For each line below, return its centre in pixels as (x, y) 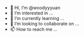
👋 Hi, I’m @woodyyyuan (35, 8)
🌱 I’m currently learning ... (37, 18)
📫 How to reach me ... (34, 29)
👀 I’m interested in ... (32, 13)
